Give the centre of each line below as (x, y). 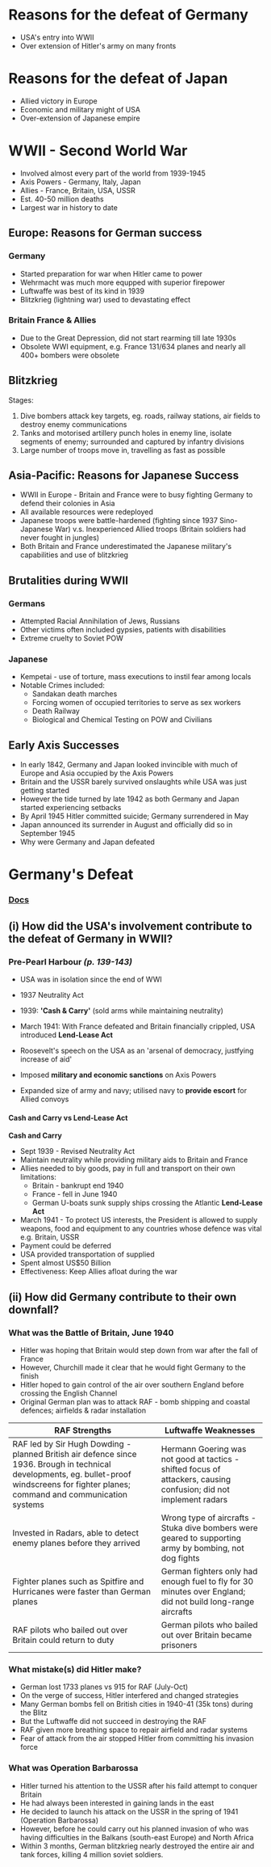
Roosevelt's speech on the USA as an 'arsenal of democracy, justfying (137, 1051)
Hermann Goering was (204, 1449)
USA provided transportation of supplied (87, 1254)
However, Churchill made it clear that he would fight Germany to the (133, 1367)
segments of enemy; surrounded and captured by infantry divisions (132, 441)
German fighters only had (209, 1571)
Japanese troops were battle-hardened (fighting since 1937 (119, 521)
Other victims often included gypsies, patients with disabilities (123, 630)
